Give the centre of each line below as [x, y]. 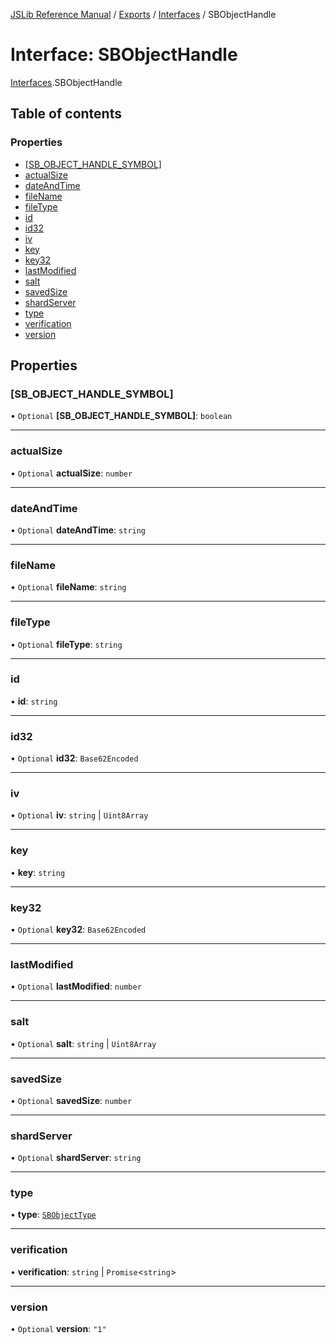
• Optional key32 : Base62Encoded [78, 929]
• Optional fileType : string [66, 644]
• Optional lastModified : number [76, 986]
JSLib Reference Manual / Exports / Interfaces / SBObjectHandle [143, 14]
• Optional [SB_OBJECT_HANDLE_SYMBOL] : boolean [121, 416]
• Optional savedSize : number [71, 1100]
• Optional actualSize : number [71, 473]
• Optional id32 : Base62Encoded [74, 758]
